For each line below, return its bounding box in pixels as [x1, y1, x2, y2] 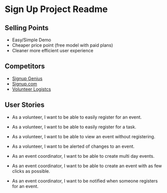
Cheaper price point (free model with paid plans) [12, 42, 114, 48]
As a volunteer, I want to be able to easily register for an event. [12, 114, 142, 120]
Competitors [5, 62, 45, 71]
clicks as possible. [12, 168, 51, 174]
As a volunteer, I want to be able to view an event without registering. [12, 133, 155, 139]
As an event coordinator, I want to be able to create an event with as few [12, 162, 162, 169]
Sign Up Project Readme [5, 4, 108, 15]
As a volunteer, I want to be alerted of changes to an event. [12, 143, 135, 149]
